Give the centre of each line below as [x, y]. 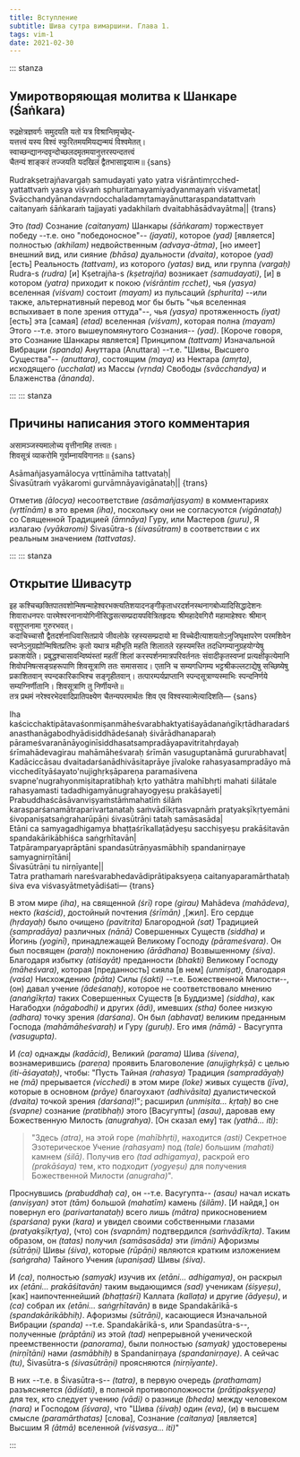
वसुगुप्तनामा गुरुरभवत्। [42, 625]
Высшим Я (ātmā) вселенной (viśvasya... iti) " [94, 1427]
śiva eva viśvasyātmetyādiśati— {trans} [82, 885]
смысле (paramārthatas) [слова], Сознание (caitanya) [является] [133, 1418]
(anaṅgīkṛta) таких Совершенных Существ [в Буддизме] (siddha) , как [142, 998]
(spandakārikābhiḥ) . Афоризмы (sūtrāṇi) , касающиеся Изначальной [138, 1315]
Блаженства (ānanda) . [52, 378]
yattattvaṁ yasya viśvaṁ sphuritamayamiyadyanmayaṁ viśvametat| [135, 190]
